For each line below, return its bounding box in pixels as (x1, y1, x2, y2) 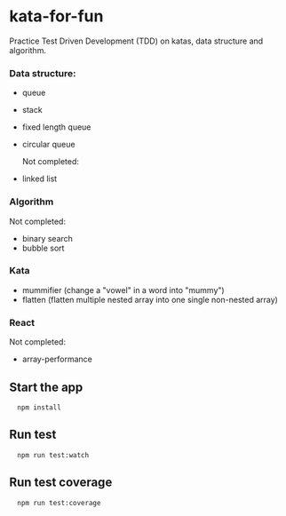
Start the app (9, 379, 83, 394)
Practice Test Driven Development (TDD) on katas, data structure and (9, 36, 264, 46)
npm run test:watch (17, 450, 90, 459)
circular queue (21, 139, 75, 150)
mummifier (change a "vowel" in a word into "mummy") (21, 284, 225, 295)
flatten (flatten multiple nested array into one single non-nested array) (21, 294, 278, 305)
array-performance (21, 353, 93, 365)
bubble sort (21, 242, 65, 253)
